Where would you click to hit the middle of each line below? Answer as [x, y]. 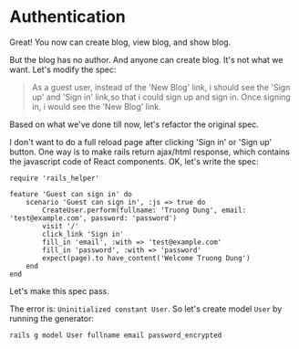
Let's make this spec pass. [59, 291]
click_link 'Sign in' [83, 234]
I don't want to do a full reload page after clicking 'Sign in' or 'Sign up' [141, 142]
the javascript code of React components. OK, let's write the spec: [134, 161]
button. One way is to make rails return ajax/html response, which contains [149, 152]
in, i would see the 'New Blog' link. [96, 106]
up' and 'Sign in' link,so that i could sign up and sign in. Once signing [161, 97]
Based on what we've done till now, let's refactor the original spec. [134, 124]
